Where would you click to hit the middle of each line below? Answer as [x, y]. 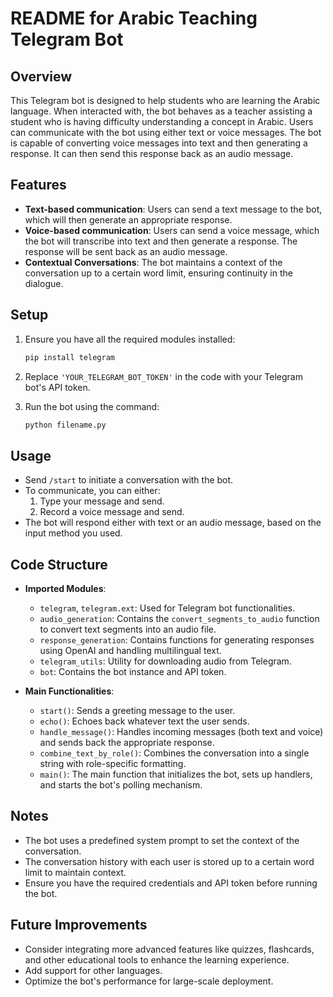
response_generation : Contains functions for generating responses [177, 640]
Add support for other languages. [93, 970]
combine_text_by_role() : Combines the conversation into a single [174, 753]
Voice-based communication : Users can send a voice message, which [172, 230]
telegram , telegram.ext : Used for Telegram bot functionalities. [167, 608]
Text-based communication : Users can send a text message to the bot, [173, 209]
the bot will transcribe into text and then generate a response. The [161, 241]
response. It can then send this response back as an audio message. [152, 153]
